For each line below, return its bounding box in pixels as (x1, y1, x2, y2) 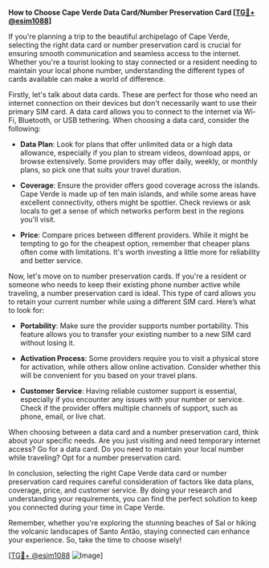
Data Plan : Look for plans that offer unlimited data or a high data (19, 140, 233, 148)
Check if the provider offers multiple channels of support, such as (19, 404, 238, 412)
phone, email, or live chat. (19, 412, 106, 421)
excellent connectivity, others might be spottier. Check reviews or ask (19, 197, 251, 207)
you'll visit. (19, 215, 56, 224)
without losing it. (19, 338, 75, 347)
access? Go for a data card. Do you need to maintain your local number (8, 444, 245, 453)
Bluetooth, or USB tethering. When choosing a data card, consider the (18, 116, 250, 124)
